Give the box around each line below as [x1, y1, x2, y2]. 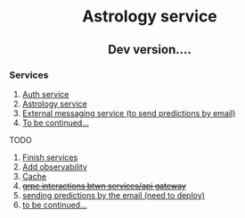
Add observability [21, 161, 87, 172]
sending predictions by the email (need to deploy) [21, 189, 205, 200]
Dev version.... [108, 42, 192, 57]
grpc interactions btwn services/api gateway [21, 180, 187, 191]
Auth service [21, 88, 69, 99]
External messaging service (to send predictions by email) [21, 107, 236, 118]
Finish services [21, 152, 78, 163]
